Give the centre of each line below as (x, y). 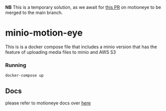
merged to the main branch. (34, 13)
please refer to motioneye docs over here (48, 103)
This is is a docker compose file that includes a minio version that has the (81, 47)
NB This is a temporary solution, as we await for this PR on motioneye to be (83, 7)
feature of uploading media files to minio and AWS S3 (61, 52)
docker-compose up (24, 76)
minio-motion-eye (44, 33)
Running (16, 65)
